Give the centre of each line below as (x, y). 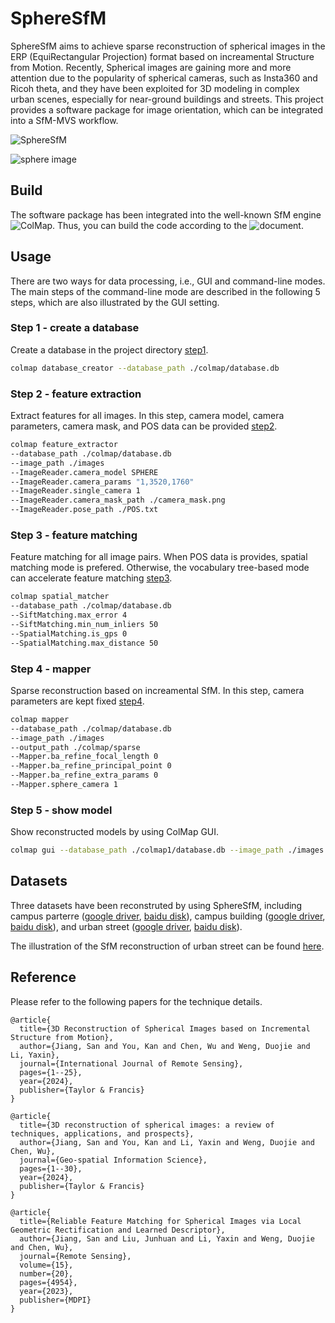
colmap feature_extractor (64, 445)
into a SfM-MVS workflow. (64, 120)
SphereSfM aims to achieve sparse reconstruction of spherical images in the (168, 46)
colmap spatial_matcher (60, 597)
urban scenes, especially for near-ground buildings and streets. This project (167, 99)
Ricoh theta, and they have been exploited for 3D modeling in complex (155, 88)
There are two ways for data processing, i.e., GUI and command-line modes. (168, 281)
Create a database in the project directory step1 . (109, 349)
